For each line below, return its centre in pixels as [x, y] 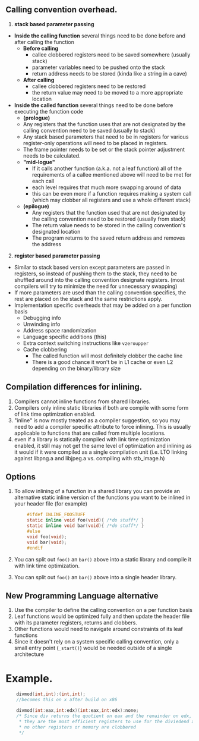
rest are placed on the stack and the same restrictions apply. [88, 299]
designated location [56, 231]
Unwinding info [42, 324]
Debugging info [42, 318]
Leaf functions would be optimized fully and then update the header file [102, 616]
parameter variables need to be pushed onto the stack [98, 67]
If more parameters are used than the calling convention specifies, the [100, 292]
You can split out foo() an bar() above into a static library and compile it [102, 559]
